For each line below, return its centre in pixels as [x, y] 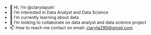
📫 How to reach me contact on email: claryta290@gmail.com [71, 28]
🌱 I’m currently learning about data [44, 17]
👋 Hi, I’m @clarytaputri [32, 7]
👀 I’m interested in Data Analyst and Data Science [59, 12]
